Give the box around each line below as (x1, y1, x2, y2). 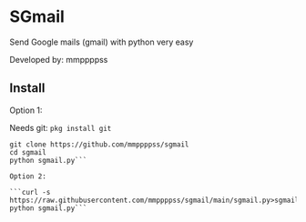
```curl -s (9, 187, 51, 197)
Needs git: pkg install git (9, 122, 112, 133)
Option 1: (9, 105, 43, 116)
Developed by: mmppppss (9, 54, 108, 65)
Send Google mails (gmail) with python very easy (9, 36, 194, 47)
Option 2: (9, 171, 47, 181)
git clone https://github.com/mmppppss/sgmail (9, 139, 189, 149)
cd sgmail (9, 147, 47, 156)
